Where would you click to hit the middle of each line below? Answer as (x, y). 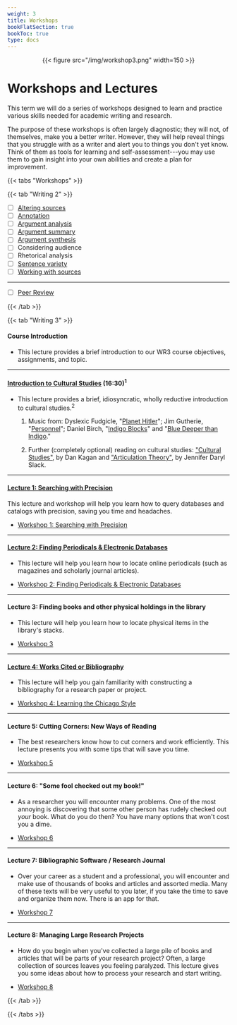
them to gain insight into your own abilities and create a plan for (100, 159)
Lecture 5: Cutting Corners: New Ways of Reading (82, 726)
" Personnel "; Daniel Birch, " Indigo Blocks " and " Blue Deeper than (123, 429)
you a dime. (35, 824)
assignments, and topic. (52, 359)
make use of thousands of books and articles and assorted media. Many (122, 883)
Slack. (37, 465)
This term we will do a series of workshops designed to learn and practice (115, 108)
